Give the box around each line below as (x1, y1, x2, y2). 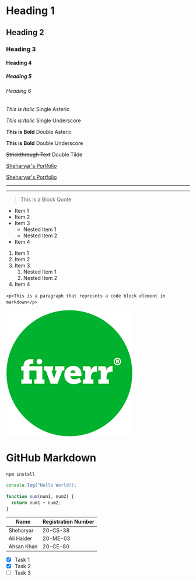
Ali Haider (8, 535, 32, 542)
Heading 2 (6, 27, 45, 37)
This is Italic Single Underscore (6, 117, 81, 124)
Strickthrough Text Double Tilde (6, 151, 83, 158)
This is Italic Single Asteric (6, 105, 70, 112)
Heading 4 (6, 60, 32, 67)
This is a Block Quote (20, 196, 72, 203)
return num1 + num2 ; (11, 500, 61, 506)
